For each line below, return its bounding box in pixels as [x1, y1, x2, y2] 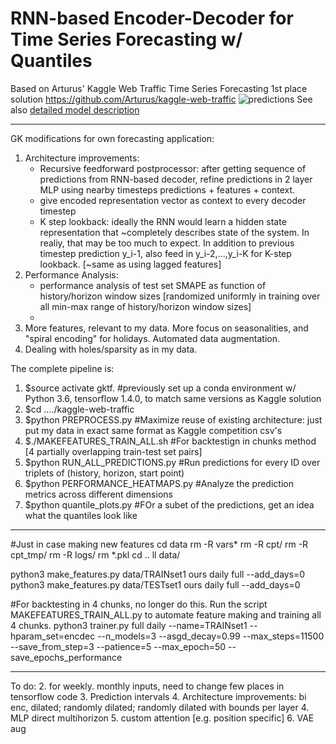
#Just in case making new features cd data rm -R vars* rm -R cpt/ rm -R [10, 538, 309, 550]
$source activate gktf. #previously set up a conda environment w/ [24, 382, 297, 394]
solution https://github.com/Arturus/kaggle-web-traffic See [10, 93, 313, 105]
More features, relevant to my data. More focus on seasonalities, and [24, 322, 309, 334]
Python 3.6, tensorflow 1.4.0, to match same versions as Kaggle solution [24, 392, 322, 404]
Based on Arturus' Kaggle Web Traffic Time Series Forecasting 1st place [10, 82, 308, 94]
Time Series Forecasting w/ [10, 28, 243, 51]
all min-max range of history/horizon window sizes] [39, 300, 252, 312]
